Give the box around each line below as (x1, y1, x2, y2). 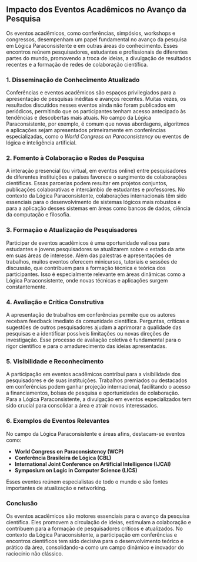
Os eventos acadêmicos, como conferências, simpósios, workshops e (6, 29, 176, 37)
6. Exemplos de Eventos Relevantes (6, 417, 110, 425)
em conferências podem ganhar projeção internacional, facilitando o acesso (6, 383, 191, 390)
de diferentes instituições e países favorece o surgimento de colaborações (6, 173, 187, 180)
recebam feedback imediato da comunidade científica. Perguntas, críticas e (6, 318, 190, 324)
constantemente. (6, 283, 47, 290)
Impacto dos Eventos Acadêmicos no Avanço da (6, 5, 186, 15)
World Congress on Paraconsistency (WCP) (14, 448, 124, 455)
